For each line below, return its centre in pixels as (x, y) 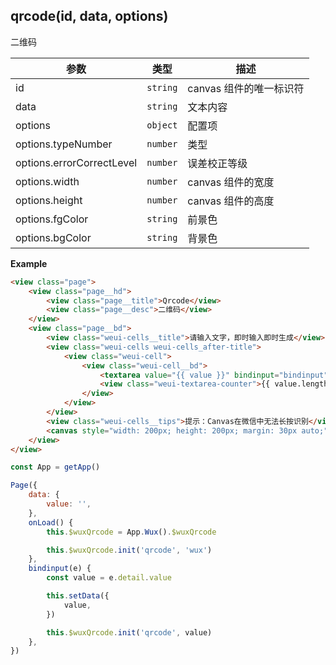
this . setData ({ (78, 596)
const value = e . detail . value (109, 578)
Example (29, 263)
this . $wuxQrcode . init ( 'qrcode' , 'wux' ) (129, 550)
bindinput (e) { (60, 569)
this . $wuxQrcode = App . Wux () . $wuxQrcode (131, 532)
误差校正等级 (217, 163)
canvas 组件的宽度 (231, 182)
